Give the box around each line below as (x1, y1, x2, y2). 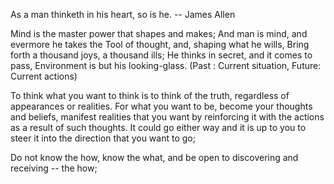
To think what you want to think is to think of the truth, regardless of (10, 90, 290, 101)
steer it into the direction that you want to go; (10, 132, 196, 144)
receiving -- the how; (10, 162, 98, 174)
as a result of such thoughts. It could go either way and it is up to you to (10, 122, 307, 133)
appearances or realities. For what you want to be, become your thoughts (10, 100, 313, 112)
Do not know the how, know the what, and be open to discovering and (10, 152, 299, 163)
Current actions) (10, 70, 78, 82)
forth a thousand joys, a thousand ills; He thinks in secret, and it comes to (10, 49, 313, 61)
